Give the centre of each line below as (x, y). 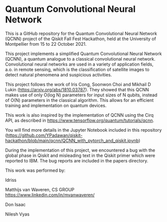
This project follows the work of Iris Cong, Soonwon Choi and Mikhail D (78, 84)
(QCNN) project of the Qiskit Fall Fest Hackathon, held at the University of (81, 39)
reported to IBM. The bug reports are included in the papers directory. (77, 160)
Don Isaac (15, 204)
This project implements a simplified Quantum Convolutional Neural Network (83, 54)
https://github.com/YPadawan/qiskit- (45, 135)
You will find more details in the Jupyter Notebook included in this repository (83, 130)
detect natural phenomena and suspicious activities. (59, 74)
